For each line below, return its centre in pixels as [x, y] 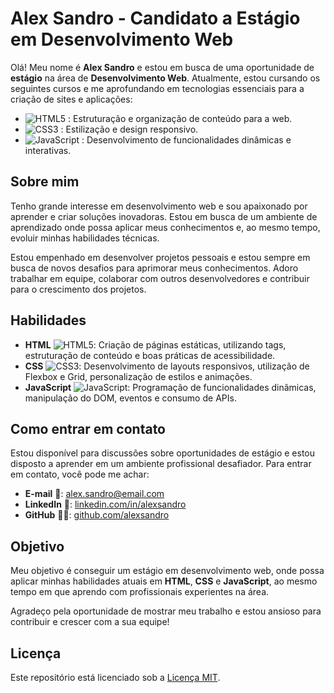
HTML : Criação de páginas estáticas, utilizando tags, [155, 344]
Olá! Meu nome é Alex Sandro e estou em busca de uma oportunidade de [162, 67]
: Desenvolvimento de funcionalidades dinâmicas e [186, 139]
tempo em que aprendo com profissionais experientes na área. [140, 592]
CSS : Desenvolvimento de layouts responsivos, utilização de [167, 366]
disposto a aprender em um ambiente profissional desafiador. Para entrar [161, 464]
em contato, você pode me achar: [80, 474]
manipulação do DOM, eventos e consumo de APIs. [130, 398]
